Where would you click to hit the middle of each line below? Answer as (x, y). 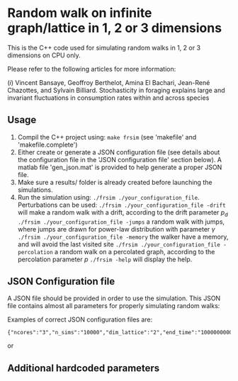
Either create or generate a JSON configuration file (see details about (119, 152)
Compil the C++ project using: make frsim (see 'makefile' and (107, 137)
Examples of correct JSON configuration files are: (80, 319)
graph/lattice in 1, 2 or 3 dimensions (114, 28)
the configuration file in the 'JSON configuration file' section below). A (119, 159)
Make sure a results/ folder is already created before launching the (115, 182)
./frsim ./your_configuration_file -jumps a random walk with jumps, (121, 222)
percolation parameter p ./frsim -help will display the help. (105, 259)
